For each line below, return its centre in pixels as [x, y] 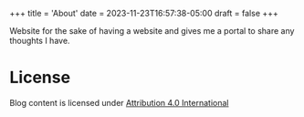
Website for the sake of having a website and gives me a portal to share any [152, 31]
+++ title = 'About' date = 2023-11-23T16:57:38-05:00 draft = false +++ [144, 13]
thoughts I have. [40, 41]
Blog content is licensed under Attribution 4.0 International [119, 102]
